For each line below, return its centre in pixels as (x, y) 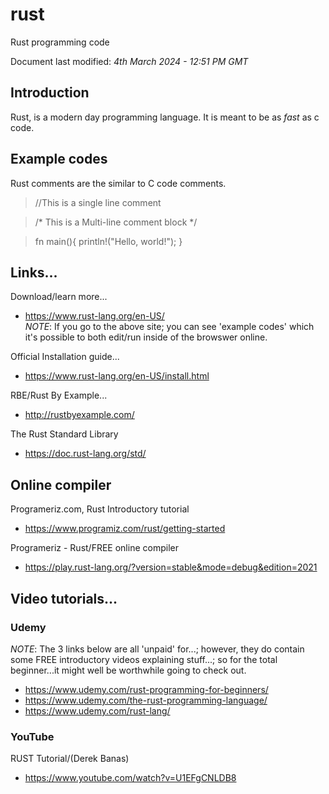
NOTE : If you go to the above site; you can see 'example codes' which (169, 327)
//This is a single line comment (98, 202)
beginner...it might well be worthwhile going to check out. (128, 670)
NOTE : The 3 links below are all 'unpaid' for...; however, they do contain (157, 649)
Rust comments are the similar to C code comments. (118, 183)
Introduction (50, 93)
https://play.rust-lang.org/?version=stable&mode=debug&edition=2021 (171, 567)
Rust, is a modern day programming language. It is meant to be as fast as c (165, 117)
